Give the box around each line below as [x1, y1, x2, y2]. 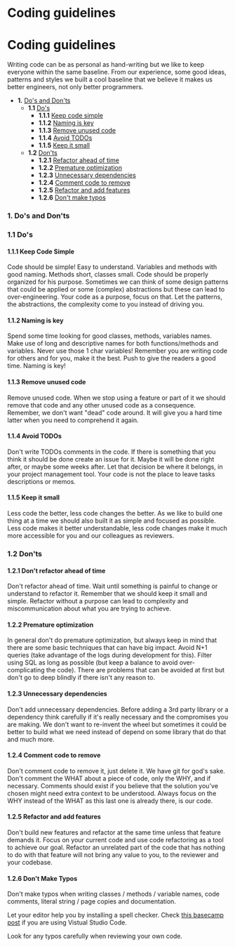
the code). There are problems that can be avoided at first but [46, 666, 225, 674]
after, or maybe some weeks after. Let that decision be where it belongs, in [7, 462, 223, 471]
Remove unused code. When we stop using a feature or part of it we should [7, 393, 226, 402]
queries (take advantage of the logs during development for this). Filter [7, 651, 213, 660]
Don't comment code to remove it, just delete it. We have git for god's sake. [7, 766, 226, 775]
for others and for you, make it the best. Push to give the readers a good [7, 354, 216, 363]
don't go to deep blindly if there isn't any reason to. [7, 673, 156, 682]
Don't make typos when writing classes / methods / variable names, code [7, 890, 220, 899]
